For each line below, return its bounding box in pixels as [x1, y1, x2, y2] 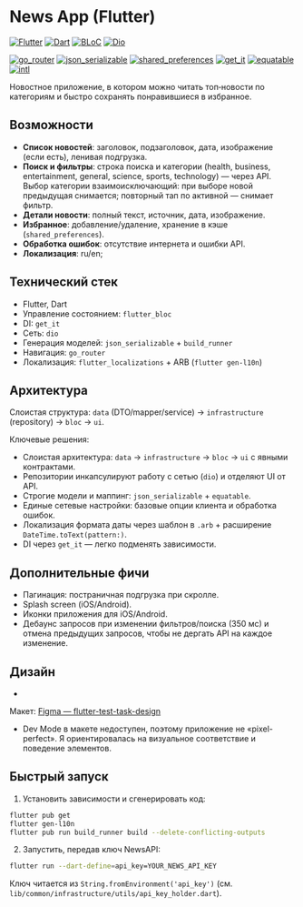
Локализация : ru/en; [22, 247, 103, 258]
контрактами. [22, 461, 76, 472]
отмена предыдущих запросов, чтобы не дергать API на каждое [22, 628, 273, 639]
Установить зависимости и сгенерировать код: [22, 793, 206, 804]
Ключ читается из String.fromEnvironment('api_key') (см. [9, 878, 233, 889]
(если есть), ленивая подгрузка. [22, 151, 148, 162]
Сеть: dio [22, 328, 59, 338]
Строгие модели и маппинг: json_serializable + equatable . [22, 490, 251, 501]
